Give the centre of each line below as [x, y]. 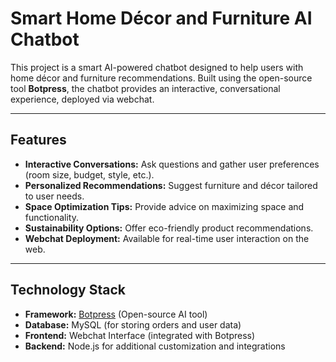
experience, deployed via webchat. [82, 99]
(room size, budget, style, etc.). [89, 174]
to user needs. [54, 196]
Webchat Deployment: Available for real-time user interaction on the [167, 238]
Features [38, 140]
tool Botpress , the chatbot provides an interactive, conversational [145, 88]
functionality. [51, 217]
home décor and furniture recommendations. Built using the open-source [161, 78]
